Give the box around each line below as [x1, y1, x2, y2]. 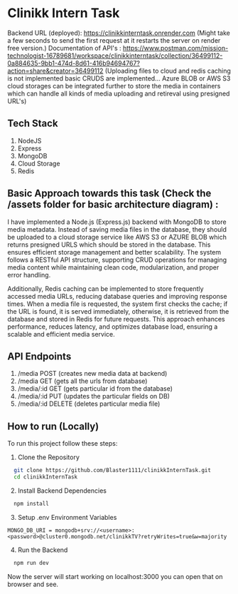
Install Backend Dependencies [17, 486, 107, 495]
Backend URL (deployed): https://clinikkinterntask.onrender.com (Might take [7, 29, 231, 37]
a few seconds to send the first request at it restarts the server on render [7, 36, 221, 44]
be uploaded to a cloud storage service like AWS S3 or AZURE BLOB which [7, 232, 227, 241]
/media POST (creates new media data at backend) [17, 369, 168, 378]
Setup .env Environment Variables [17, 513, 117, 521]
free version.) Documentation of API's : [7, 43, 122, 52]
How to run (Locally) [7, 420, 99, 432]
